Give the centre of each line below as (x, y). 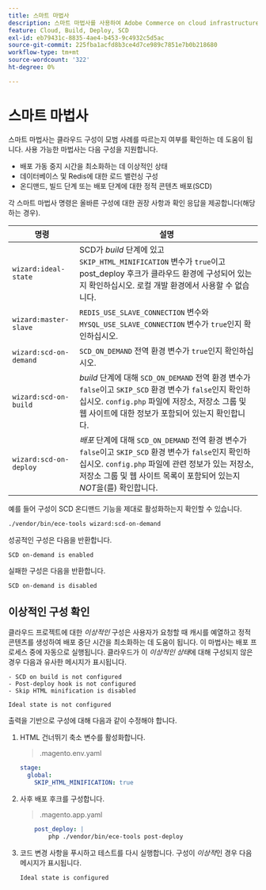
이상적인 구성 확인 (49, 612)
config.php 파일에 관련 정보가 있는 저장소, (180, 463)
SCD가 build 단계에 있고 (122, 249)
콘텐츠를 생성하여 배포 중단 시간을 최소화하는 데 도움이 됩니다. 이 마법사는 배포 (129, 643)
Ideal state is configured (64, 877)
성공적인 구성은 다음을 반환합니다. (60, 539)
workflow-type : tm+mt (44, 52)
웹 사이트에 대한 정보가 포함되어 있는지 (146, 413)
